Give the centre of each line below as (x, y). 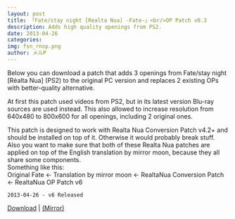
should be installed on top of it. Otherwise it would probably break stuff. (111, 137)
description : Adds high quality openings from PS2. (84, 27)
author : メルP (27, 53)
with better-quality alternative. (51, 88)
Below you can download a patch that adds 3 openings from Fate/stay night (117, 73)
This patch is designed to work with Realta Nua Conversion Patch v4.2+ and (118, 130)
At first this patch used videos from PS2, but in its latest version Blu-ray (111, 101)
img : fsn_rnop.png (34, 46)
